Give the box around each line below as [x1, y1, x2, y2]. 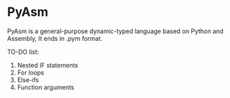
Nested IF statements [17, 61, 79, 69]
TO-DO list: [7, 48, 39, 56]
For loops [17, 68, 45, 77]
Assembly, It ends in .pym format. [7, 34, 103, 42]
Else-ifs [17, 75, 39, 84]
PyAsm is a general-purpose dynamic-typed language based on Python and [7, 27, 224, 35]
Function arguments [17, 83, 75, 91]
